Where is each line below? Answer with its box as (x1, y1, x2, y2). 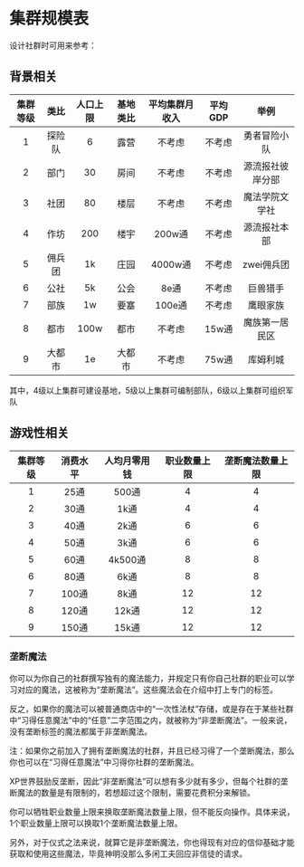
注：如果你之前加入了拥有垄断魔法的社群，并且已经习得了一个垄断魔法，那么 (9, 745, 295, 756)
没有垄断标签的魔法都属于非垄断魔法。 (9, 726, 152, 737)
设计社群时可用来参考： (9, 40, 97, 51)
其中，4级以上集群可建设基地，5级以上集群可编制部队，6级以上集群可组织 (9, 385, 287, 395)
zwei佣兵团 (242, 258, 290, 271)
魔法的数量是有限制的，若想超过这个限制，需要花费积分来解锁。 (16, 786, 255, 797)
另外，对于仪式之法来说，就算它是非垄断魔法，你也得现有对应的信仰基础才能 (9, 836, 295, 847)
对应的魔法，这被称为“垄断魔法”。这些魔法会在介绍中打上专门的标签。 (16, 684, 279, 695)
